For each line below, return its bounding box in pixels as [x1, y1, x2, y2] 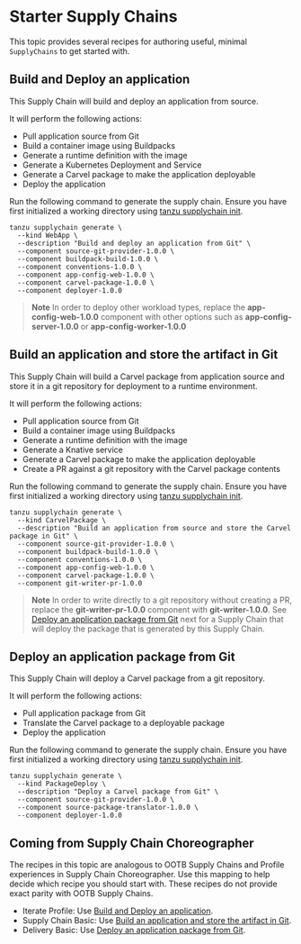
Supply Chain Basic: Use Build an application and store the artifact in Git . [22, 915, 292, 926]
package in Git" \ [9, 531, 78, 540]
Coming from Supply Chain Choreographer [9, 835, 254, 850]
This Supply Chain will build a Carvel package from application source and [9, 371, 285, 382]
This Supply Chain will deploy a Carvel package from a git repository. [9, 673, 265, 684]
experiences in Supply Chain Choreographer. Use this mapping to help [9, 869, 270, 880]
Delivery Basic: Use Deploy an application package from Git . [22, 925, 246, 936]
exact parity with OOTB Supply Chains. [9, 888, 154, 899]
